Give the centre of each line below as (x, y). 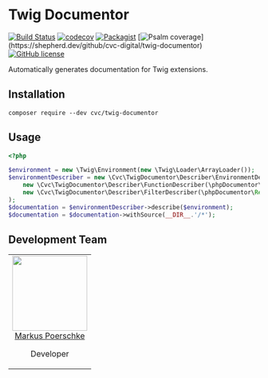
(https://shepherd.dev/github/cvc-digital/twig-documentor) (105, 45)
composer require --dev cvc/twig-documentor (83, 113)
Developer (50, 354)
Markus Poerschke (50, 336)
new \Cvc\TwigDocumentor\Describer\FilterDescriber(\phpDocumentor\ (139, 193)
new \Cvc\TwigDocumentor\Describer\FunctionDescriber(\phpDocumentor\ (142, 185)
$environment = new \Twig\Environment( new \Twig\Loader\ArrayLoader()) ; (132, 170)
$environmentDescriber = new (57, 177)
